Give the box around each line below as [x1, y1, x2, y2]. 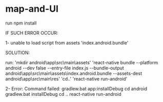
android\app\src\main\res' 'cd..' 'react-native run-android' [5, 75, 128, 82]
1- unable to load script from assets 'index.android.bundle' [5, 39, 129, 46]
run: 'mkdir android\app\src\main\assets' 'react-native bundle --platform [5, 59, 158, 65]
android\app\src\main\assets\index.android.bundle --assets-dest [5, 70, 142, 76]
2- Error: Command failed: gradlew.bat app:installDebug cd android [5, 85, 148, 92]
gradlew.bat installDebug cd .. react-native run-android [5, 91, 121, 97]
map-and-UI [5, 3, 59, 15]
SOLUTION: [5, 49, 30, 56]
